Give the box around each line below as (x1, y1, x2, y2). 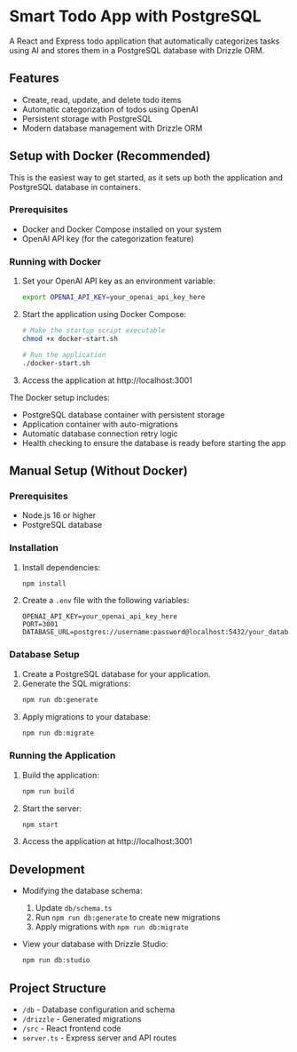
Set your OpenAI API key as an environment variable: (21, 275, 215, 286)
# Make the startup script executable (21, 326, 166, 335)
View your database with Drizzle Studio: (21, 939, 168, 950)
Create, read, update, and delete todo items (21, 94, 182, 105)
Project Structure (9, 980, 106, 996)
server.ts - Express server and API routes (21, 1032, 177, 1043)
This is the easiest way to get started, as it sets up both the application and (9, 171, 284, 183)
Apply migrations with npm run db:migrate (35, 921, 189, 932)
